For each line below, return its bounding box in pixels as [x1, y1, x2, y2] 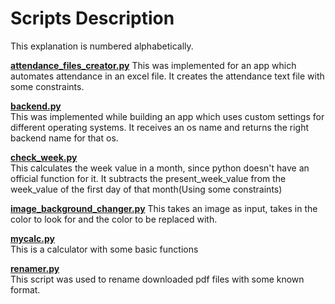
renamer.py [10, 262, 60, 274]
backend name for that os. [10, 132, 119, 144]
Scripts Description [10, 7, 175, 30]
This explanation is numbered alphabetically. [10, 40, 194, 52]
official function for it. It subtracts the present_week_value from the [10, 172, 287, 184]
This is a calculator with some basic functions [10, 243, 199, 255]
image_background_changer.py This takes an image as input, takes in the [10, 202, 318, 214]
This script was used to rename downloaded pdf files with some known [10, 273, 305, 285]
